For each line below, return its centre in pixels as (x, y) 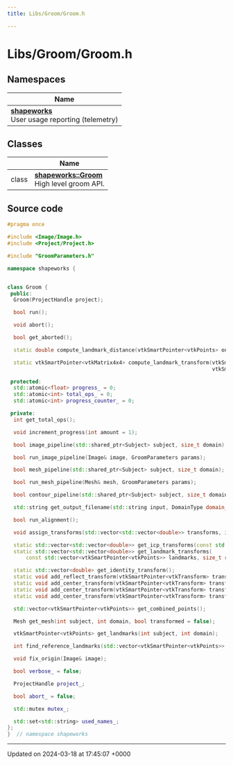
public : (21, 293)
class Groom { (28, 287)
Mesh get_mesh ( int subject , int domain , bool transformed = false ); (114, 621)
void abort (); (34, 325)
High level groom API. (70, 184)
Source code (35, 208)
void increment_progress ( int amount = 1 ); (76, 432)
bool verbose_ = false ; (48, 671)
